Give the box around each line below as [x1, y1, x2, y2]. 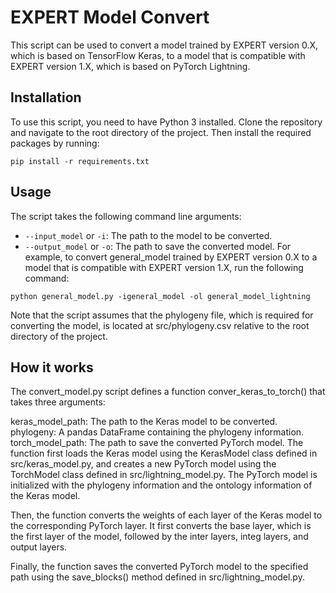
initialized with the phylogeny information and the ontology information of [10, 479, 313, 491]
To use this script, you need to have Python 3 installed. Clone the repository [10, 116, 323, 128]
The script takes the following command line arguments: [10, 210, 242, 222]
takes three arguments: [10, 396, 106, 408]
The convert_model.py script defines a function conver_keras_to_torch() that [10, 386, 326, 398]
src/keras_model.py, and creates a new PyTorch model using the [10, 458, 277, 470]
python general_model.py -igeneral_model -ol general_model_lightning [10, 291, 311, 301]
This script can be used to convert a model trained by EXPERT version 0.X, [10, 39, 319, 51]
